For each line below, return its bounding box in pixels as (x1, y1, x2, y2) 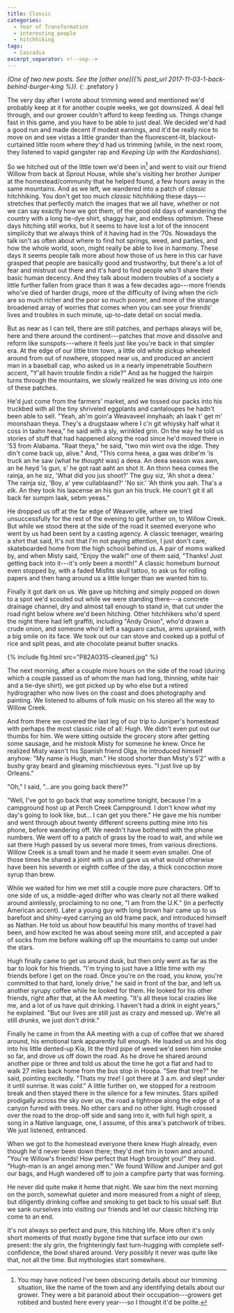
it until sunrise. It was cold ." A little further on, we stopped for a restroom (7, 1082, 216, 1090)
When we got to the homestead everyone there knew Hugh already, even (7, 1140, 217, 1148)
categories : (7, 17, 42, 24)
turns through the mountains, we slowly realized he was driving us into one (7, 376, 223, 385)
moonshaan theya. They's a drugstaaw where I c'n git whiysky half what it (7, 420, 220, 428)
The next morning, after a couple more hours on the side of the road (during (7, 666, 225, 675)
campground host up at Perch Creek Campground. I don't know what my (7, 804, 217, 812)
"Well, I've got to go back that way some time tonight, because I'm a (7, 796, 201, 805)
